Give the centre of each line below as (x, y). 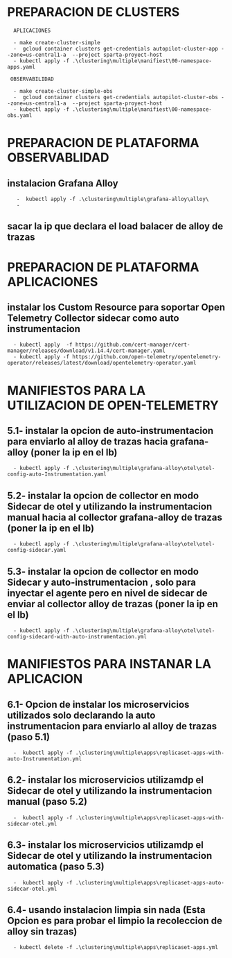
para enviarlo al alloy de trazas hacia (88, 441)
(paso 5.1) (29, 737)
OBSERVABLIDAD (58, 158)
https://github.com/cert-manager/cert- (133, 345)
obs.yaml (20, 115)
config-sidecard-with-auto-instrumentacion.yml (77, 636)
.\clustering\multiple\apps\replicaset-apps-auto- (150, 882)
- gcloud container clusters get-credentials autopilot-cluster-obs (116, 97)
